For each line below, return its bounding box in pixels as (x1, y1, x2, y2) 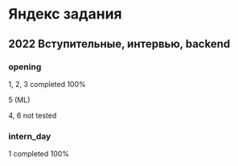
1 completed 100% (8, 149, 70, 159)
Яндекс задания (8, 5, 122, 23)
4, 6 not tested (8, 110, 57, 120)
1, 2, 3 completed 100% (8, 79, 86, 89)
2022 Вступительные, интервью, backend (8, 37, 231, 51)
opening (8, 61, 42, 73)
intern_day (8, 131, 51, 142)
